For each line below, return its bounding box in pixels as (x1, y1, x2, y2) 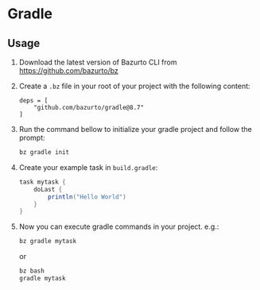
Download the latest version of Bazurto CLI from (18, 57, 177, 67)
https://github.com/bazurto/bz (18, 66, 118, 75)
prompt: (18, 133, 45, 142)
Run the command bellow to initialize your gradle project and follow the (18, 125, 252, 133)
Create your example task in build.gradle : (18, 162, 158, 172)
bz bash (18, 267, 45, 275)
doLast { (33, 185, 63, 193)
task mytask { (18, 178, 66, 186)
